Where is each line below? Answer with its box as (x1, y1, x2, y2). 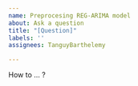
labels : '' (8, 33, 45, 42)
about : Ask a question (8, 19, 84, 27)
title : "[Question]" (8, 26, 78, 34)
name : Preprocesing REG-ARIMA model (8, 11, 131, 20)
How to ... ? (8, 70, 46, 80)
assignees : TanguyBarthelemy (8, 41, 106, 49)
